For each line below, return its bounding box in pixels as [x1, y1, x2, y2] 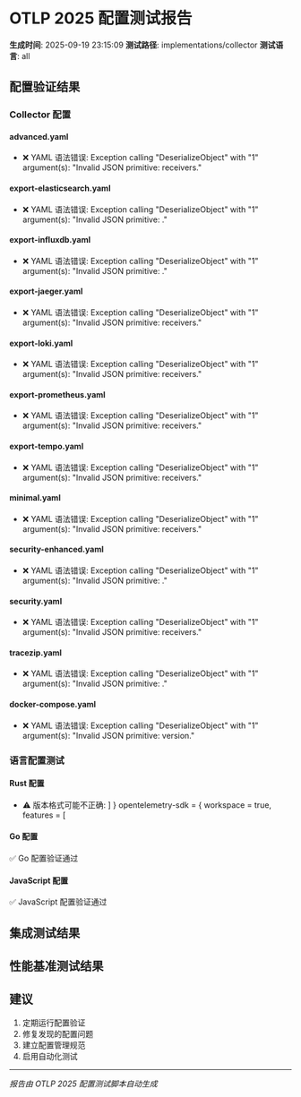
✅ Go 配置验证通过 [9, 853, 79, 864]
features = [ [21, 810, 66, 820]
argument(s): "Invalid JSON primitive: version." [21, 730, 195, 741]
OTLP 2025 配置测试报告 [9, 8, 193, 29]
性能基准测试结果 [9, 959, 104, 973]
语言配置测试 [9, 754, 65, 767]
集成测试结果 [9, 925, 81, 940]
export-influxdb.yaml [9, 235, 91, 245]
